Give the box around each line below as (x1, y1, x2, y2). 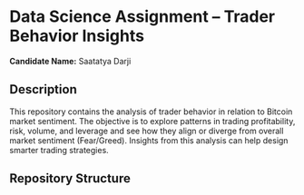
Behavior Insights (9, 25, 145, 46)
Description (9, 82, 77, 97)
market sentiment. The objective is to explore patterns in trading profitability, (9, 115, 296, 126)
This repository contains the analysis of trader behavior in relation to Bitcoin (9, 106, 293, 117)
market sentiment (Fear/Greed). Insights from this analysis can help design (9, 134, 289, 146)
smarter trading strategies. (9, 144, 109, 155)
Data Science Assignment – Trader (9, 6, 276, 27)
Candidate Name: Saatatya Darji (9, 55, 132, 66)
